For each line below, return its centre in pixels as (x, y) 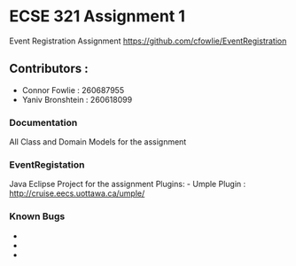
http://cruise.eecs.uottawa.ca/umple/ (77, 193)
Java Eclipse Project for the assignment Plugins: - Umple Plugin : (128, 184)
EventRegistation (47, 164)
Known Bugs (37, 216)
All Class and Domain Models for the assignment (98, 142)
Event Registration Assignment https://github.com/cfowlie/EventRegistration (148, 41)
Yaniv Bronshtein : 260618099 (77, 99)
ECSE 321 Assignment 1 (97, 16)
